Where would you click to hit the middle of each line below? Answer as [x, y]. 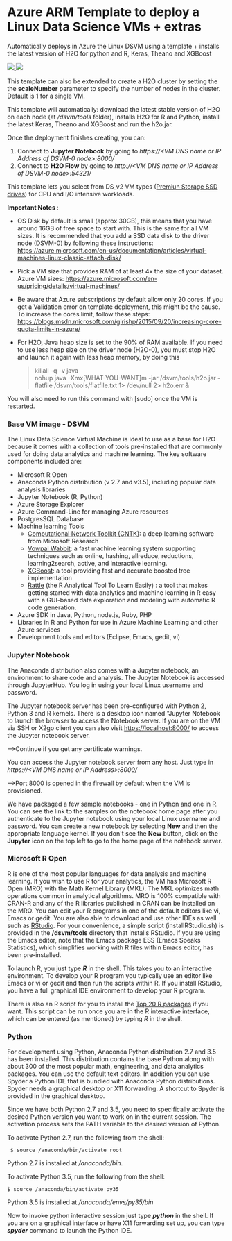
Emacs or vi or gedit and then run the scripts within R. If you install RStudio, [115, 983]
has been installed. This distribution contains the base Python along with [111, 1059]
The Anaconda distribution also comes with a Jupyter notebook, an [103, 670]
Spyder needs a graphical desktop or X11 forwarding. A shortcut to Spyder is [116, 1089]
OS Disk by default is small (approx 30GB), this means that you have [115, 221]
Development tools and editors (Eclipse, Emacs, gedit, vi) [99, 637]
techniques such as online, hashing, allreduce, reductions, [110, 556]
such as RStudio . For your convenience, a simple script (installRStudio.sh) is [115, 925]
